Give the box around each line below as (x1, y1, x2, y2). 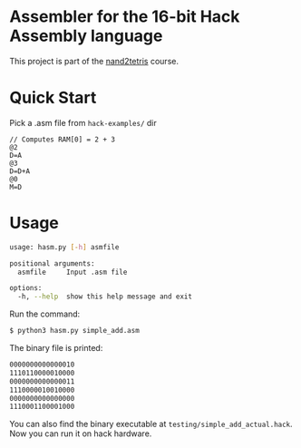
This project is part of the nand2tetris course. (9, 55, 180, 66)
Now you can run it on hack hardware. (9, 428, 152, 439)
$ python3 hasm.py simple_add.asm (9, 326, 141, 336)
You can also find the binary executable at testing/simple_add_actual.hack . (9, 419, 293, 430)
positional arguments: (9, 258, 95, 268)
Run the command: (9, 308, 81, 319)
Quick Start (9, 88, 97, 108)
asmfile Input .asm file (17, 268, 128, 277)
